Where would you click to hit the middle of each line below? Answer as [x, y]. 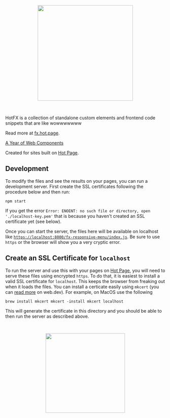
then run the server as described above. [47, 316]
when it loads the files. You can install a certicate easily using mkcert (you [82, 287]
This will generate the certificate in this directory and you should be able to [84, 311]
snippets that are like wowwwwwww [44, 123]
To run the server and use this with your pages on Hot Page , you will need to [85, 270]
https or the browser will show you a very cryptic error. [63, 242]
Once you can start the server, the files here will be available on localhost [82, 231]
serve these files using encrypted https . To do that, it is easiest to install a [82, 276]
